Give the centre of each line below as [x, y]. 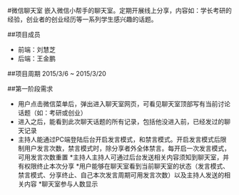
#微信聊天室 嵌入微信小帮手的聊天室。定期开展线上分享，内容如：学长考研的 [119, 10]
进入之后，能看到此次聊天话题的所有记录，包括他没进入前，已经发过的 [121, 122]
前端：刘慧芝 [36, 49]
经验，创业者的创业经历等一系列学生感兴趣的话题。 [82, 19]
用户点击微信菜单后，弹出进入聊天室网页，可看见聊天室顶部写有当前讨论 [124, 104]
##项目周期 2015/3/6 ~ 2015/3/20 [57, 74]
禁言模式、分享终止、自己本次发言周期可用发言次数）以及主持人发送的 [121, 175]
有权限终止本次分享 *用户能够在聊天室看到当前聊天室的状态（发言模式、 [123, 166]
